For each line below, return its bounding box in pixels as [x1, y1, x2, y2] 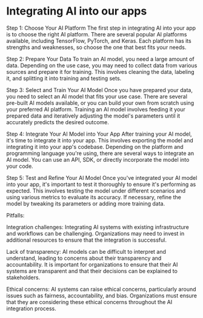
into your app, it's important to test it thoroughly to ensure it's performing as [6, 181, 196, 188]
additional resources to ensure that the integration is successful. [6, 236, 167, 243]
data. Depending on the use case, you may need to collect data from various [6, 62, 198, 69]
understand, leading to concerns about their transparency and [6, 254, 162, 262]
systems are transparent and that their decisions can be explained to [6, 267, 178, 274]
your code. [6, 162, 33, 170]
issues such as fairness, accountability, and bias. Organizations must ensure [6, 292, 198, 299]
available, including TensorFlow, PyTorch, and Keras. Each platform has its [6, 37, 192, 44]
